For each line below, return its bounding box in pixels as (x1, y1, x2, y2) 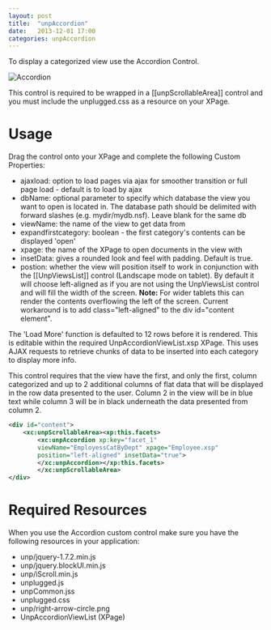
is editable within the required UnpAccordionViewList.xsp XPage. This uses (8, 338, 259, 348)
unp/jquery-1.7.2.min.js (19, 552, 96, 562)
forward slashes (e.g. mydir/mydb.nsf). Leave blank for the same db (19, 211, 247, 220)
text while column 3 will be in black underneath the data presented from (8, 397, 248, 407)
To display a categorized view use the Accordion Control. (8, 57, 200, 66)
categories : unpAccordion (8, 34, 95, 43)
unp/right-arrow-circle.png (19, 604, 111, 614)
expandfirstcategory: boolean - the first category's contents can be (19, 228, 246, 237)
